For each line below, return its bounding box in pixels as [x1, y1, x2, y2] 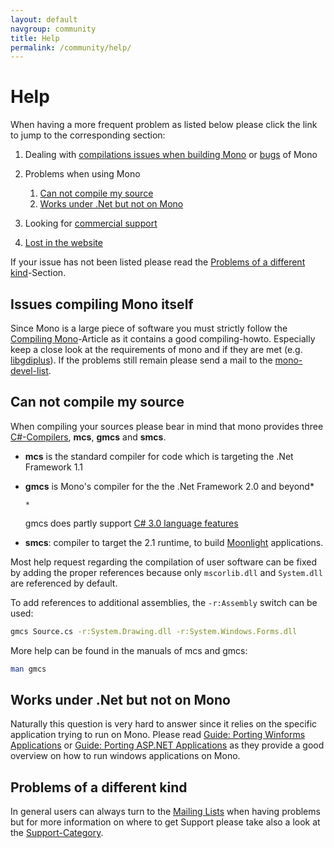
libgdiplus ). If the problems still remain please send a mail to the [10, 354, 273, 366]
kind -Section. [10, 267, 67, 279]
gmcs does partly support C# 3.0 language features [24, 517, 239, 529]
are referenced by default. [10, 577, 118, 589]
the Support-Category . [10, 827, 104, 839]
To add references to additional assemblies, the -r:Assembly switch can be [10, 596, 318, 608]
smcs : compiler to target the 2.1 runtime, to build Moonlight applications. [24, 536, 324, 548]
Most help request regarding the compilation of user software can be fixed [10, 556, 318, 568]
